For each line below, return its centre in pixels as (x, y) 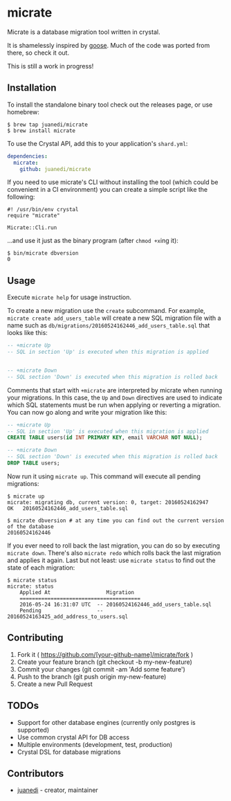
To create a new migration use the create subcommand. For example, (106, 311)
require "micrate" (34, 216)
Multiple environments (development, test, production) (95, 744)
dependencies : (28, 156)
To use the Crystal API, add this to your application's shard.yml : (98, 143)
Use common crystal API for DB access (73, 737)
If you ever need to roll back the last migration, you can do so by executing (113, 546)
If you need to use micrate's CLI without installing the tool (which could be (113, 182)
